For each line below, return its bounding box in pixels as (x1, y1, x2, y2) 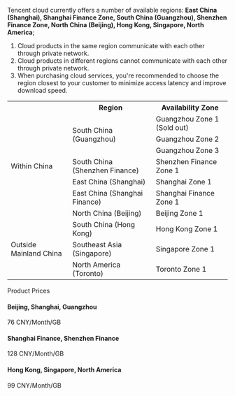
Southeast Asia (72, 240, 122, 249)
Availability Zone (161, 103, 219, 112)
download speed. (17, 87, 68, 94)
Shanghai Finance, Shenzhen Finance (7, 334, 120, 342)
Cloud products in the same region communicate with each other (17, 42, 205, 50)
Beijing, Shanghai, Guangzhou (7, 302, 97, 311)
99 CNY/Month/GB (7, 381, 62, 390)
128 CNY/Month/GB (7, 349, 64, 358)
